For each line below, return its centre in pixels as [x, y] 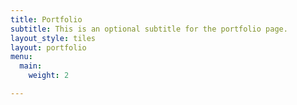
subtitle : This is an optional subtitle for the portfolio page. [149, 29]
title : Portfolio [46, 19]
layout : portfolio [48, 47]
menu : [21, 57]
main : [31, 66]
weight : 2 [49, 76]
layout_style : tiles [53, 38]
